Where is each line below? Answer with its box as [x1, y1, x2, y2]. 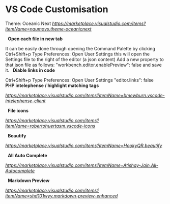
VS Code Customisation [5, 4, 108, 15]
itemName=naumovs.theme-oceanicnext [5, 25, 92, 32]
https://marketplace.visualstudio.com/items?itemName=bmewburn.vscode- [5, 92, 165, 98]
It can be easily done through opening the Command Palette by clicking [5, 45, 155, 51]
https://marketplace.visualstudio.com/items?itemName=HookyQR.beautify [5, 142, 162, 149]
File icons [7, 107, 29, 113]
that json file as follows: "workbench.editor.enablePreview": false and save [5, 62, 162, 68]
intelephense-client [5, 98, 46, 104]
